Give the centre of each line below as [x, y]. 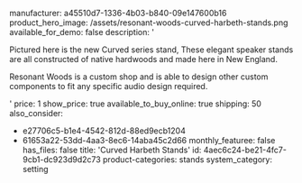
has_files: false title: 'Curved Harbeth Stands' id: [112, 150]
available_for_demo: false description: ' [82, 32]
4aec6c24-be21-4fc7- [245, 150]
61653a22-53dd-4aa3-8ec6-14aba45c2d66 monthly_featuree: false [149, 140]
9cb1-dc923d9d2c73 [61, 160]
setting [35, 169]
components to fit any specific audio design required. [109, 86]
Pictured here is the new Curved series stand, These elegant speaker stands [151, 50]
